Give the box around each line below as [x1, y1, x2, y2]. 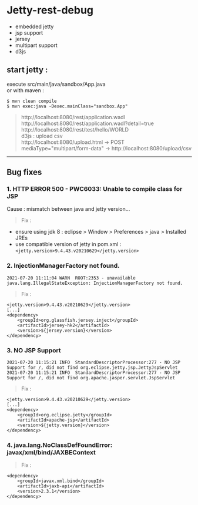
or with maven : [6, 86, 45, 94]
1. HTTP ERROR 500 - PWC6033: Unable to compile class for [6, 185, 183, 193]
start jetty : [6, 65, 48, 75]
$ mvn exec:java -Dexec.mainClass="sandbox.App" [6, 103, 128, 109]
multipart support [15, 42, 58, 49]
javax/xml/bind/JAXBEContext [6, 448, 96, 456]
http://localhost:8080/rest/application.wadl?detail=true [21, 120, 155, 127]
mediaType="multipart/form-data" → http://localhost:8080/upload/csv [21, 144, 192, 151]
